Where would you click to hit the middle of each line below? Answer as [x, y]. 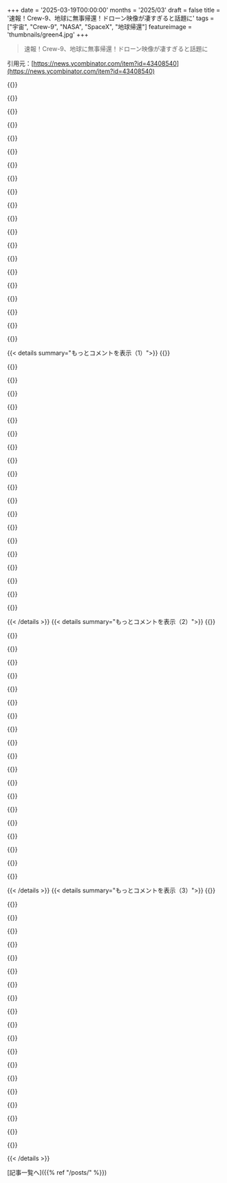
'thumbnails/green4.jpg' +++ [48, 35]
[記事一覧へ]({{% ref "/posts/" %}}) [57, 1172]
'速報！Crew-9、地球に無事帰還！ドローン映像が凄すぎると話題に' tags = [111, 18]
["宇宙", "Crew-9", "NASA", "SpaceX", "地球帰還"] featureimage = [100, 27]
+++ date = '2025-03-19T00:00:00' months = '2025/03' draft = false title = [114, 10]
